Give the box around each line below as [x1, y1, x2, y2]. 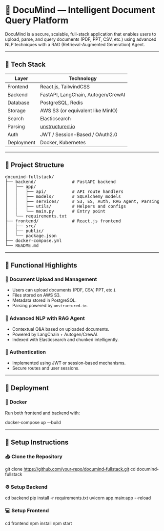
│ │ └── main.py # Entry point [5, 208, 106, 214]
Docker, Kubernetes [40, 139, 86, 146]
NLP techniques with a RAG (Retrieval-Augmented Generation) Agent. [5, 41, 145, 47]
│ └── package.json [5, 233, 57, 239]
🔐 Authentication [5, 348, 46, 355]
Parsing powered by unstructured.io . [12, 303, 88, 309]
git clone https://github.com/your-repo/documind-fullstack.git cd [5, 466, 136, 472]
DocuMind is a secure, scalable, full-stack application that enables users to [5, 31, 156, 37]
